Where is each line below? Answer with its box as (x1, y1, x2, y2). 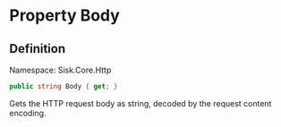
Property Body (9, 5, 121, 26)
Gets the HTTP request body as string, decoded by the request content (9, 97, 272, 108)
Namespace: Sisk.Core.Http (9, 64, 112, 75)
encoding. (9, 107, 47, 118)
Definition (9, 41, 65, 56)
